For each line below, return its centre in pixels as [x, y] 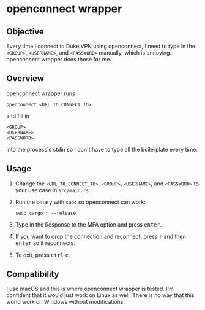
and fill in [18, 116]
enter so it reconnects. [45, 243]
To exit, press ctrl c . [43, 255]
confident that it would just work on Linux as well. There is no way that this [100, 295]
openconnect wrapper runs [41, 93]
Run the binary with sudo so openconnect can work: [80, 202]
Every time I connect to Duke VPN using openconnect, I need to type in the [101, 46]
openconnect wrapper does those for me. [59, 59]
